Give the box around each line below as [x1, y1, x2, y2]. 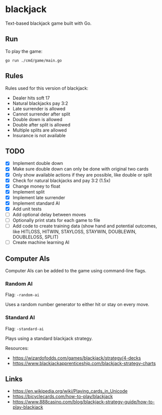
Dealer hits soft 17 [12, 95, 50, 101]
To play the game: [5, 48, 43, 54]
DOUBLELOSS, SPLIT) [12, 234, 59, 240]
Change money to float [12, 183, 61, 189]
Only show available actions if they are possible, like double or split [12, 171, 152, 177]
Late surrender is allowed [12, 105, 66, 111]
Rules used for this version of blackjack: [5, 85, 88, 91]
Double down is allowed [12, 116, 63, 122]
